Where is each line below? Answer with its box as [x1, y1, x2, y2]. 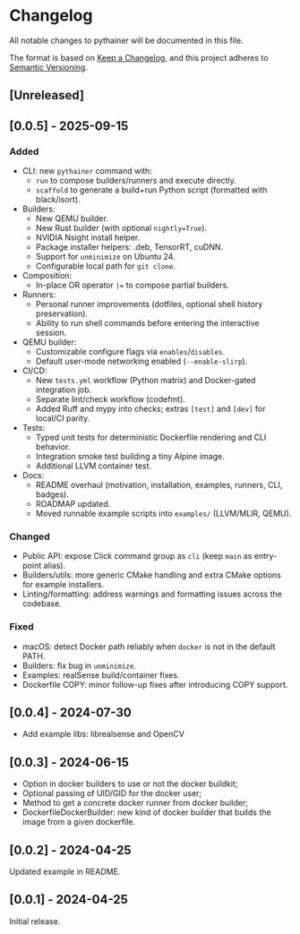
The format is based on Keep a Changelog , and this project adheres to [9, 52, 269, 63]
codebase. [21, 598, 63, 609]
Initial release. [9, 915, 61, 927]
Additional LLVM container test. [35, 460, 152, 471]
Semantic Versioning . [9, 62, 88, 73]
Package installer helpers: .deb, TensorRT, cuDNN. [35, 242, 224, 253]
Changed [9, 530, 51, 543]
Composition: [21, 270, 73, 281]
